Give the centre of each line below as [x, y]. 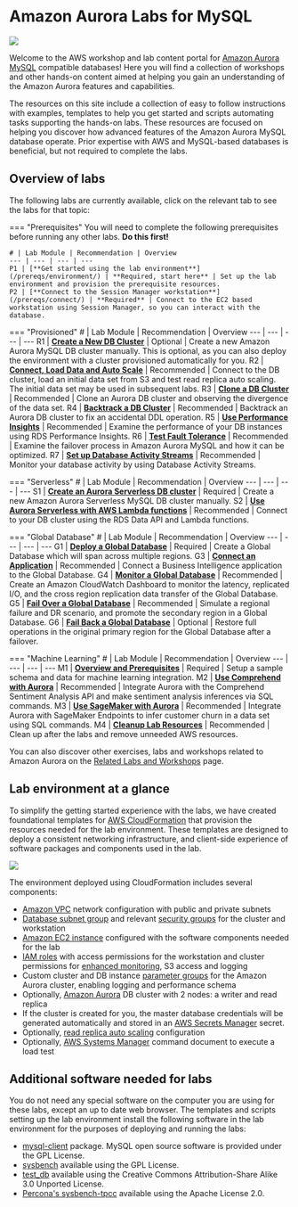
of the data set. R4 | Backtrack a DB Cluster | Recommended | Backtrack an [149, 407]
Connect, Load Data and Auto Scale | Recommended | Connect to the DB [145, 369]
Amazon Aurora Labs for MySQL [131, 16]
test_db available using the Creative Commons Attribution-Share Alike [150, 1175]
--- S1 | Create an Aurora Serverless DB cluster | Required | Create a [146, 491]
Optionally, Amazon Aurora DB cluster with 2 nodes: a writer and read [149, 994]
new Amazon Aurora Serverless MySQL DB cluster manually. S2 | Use [137, 500]
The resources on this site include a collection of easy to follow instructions [148, 103]
